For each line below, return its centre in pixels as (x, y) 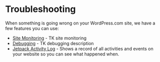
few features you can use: (32, 28)
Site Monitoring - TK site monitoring (49, 38)
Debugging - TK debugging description (53, 43)
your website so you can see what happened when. (66, 54)
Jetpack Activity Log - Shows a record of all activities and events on (83, 48)
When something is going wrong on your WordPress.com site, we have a (80, 23)
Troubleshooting (41, 9)
